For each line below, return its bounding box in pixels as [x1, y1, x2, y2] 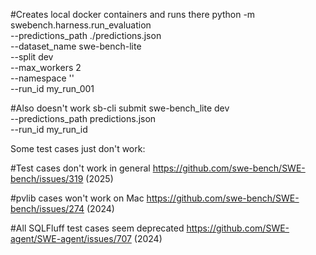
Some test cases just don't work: [10, 143, 146, 154]
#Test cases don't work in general [10, 162, 151, 174]
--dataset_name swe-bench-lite [10, 40, 142, 52]
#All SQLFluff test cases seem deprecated [10, 222, 185, 234]
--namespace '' [10, 72, 75, 84]
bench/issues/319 [10, 173, 84, 184]
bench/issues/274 [10, 203, 85, 214]
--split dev [10, 51, 54, 63]
